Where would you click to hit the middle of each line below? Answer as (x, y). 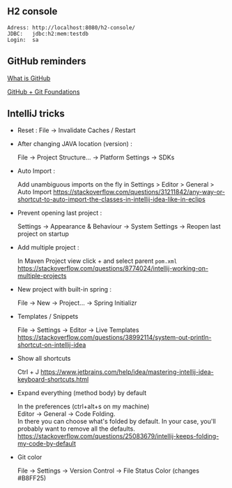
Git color (30, 457)
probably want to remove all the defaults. (76, 429)
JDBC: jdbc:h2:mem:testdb (48, 34)
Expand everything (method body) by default (82, 393)
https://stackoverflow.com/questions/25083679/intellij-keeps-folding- (118, 436)
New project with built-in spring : (64, 289)
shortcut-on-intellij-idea (52, 345)
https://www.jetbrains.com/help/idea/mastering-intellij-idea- (127, 372)
